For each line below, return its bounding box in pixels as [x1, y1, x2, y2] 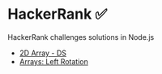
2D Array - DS [19, 48, 66, 58]
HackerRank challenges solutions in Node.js [7, 32, 155, 41]
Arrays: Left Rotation [19, 56, 88, 66]
